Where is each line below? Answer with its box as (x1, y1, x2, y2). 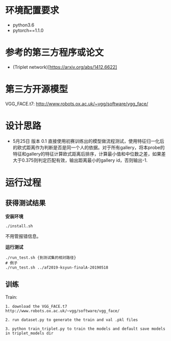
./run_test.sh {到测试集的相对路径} (5, 255, 77, 260)
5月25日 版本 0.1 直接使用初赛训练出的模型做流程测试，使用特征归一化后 (12, 138, 164, 144)
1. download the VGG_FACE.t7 (5, 304, 67, 309)
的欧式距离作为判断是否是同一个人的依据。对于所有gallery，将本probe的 (12, 144, 165, 151)
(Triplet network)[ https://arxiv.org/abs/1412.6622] (12, 64, 117, 70)
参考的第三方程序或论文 (5, 47, 104, 59)
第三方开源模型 (5, 84, 68, 95)
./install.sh (5, 223, 33, 229)
